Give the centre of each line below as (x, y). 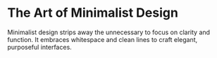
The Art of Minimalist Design (93, 13)
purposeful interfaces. (39, 47)
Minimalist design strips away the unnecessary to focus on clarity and (108, 32)
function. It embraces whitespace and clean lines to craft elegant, (103, 39)
